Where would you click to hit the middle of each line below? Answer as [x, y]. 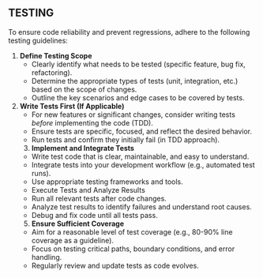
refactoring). [52, 72]
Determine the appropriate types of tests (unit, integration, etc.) [135, 81]
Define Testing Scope [56, 55]
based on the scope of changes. [84, 89]
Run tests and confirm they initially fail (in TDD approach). [125, 139]
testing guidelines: [38, 40]
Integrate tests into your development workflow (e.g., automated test [143, 164]
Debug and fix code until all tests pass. [94, 215]
